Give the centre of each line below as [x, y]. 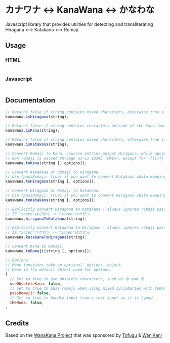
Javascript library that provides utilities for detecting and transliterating [79, 24]
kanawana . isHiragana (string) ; [37, 117]
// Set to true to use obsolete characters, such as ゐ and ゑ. [78, 279]
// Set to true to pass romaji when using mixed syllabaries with [81, 289]
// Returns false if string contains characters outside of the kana [80, 126]
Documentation [30, 101]
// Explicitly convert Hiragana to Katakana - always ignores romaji [80, 209]
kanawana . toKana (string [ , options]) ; [46, 163]
